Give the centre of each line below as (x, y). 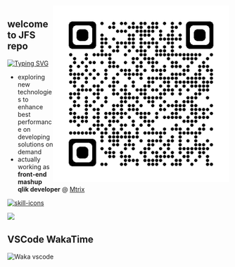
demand (30, 151)
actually (29, 159)
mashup (30, 182)
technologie (35, 92)
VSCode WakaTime (50, 240)
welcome (28, 24)
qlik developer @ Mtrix (51, 189)
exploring (31, 77)
